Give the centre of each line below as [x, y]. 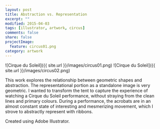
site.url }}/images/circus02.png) [38, 70]
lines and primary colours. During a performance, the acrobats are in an [78, 101]
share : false [19, 38]
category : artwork [24, 51]
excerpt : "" [17, 19]
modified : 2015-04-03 [27, 23]
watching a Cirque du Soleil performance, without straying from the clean [80, 96]
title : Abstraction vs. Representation [46, 14]
